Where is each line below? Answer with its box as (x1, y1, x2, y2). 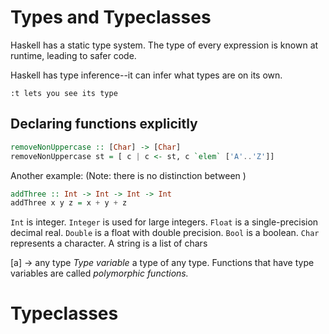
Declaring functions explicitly (10, 116, 198, 133)
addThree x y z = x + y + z (10, 198, 128, 208)
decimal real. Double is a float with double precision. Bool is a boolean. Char (10, 227, 320, 239)
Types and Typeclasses (10, 6, 212, 29)
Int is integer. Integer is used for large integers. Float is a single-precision (10, 216, 319, 228)
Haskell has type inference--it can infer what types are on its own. (10, 69, 283, 81)
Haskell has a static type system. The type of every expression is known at (10, 39, 319, 51)
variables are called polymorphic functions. (10, 267, 189, 280)
